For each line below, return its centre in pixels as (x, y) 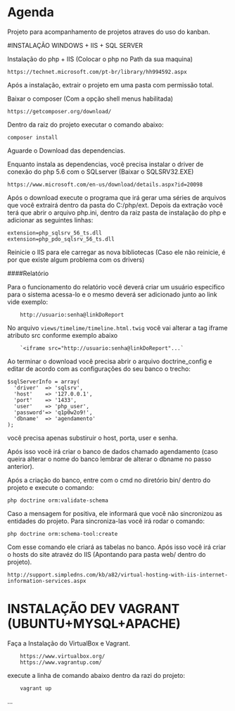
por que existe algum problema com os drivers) (76, 259)
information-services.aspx (47, 581)
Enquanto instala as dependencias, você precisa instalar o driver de (106, 164)
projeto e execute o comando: (51, 487)
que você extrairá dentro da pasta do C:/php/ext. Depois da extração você (115, 205)
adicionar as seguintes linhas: (50, 220)
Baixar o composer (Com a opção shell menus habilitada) (90, 99)
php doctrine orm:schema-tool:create (63, 534)
